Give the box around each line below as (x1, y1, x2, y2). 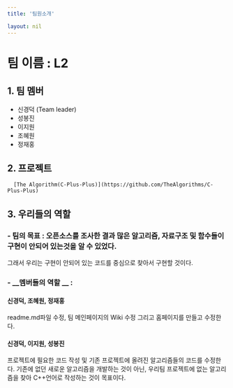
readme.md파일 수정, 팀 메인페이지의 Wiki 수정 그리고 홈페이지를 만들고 (7, 313, 203, 322)
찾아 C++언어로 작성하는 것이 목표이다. (20, 373, 126, 382)
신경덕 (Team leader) (17, 105, 77, 113)
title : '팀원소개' (7, 10, 55, 17)
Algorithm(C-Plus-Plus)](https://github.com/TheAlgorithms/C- (29, 181, 214, 189)
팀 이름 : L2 (7, 55, 68, 71)
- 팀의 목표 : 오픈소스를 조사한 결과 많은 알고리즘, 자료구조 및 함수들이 (7, 231, 225, 240)
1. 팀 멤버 (7, 85, 44, 97)
